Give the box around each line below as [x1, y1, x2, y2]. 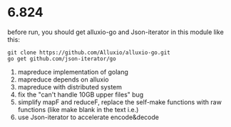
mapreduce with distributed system [17, 82, 123, 91]
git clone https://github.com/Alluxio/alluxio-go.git [7, 49, 171, 56]
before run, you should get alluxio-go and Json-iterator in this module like [7, 28, 225, 36]
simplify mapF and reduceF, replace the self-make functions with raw [17, 97, 222, 106]
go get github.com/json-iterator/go [7, 55, 116, 62]
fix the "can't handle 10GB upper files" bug [17, 90, 144, 99]
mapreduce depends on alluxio [17, 75, 109, 84]
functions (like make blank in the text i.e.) [17, 105, 139, 114]
